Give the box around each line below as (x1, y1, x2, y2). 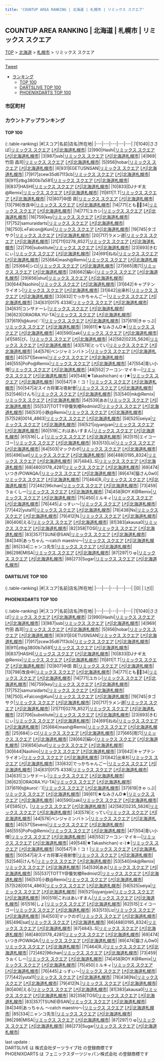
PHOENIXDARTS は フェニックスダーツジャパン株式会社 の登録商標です (5, 1051, 149, 1057)
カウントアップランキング (5, 117, 65, 124)
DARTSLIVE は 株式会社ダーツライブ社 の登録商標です (5, 1044, 113, 1050)
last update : (5, 1039, 30, 1045)
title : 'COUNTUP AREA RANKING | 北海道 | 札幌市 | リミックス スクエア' (5, 7, 145, 12)
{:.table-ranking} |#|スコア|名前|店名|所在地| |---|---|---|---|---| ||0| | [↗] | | (5, 585, 154, 591)
